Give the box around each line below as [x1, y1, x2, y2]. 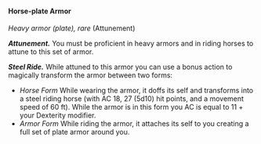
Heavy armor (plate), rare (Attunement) [8, 23, 136, 33]
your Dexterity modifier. [19, 110, 96, 121]
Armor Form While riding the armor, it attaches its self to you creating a [19, 119, 249, 128]
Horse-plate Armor [8, 6, 72, 16]
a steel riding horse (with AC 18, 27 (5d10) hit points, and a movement [19, 94, 245, 103]
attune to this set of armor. [8, 47, 94, 56]
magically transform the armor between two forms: [8, 70, 173, 80]
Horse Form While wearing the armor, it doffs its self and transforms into [19, 86, 254, 95]
